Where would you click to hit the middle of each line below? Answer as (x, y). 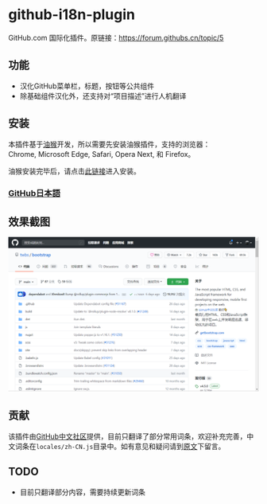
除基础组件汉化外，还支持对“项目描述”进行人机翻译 (103, 96)
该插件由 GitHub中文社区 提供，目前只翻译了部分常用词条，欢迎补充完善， (128, 436)
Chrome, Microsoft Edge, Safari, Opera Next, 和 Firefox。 (102, 154)
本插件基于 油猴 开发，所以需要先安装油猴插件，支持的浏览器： (109, 144)
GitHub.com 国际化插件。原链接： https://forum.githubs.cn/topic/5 (116, 37)
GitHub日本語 (35, 193)
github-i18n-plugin (72, 15)
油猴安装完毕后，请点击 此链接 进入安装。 (74, 171)
